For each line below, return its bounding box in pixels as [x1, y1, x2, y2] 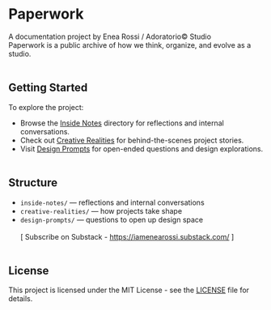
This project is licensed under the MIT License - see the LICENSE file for [8, 285, 249, 295]
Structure [8, 176, 58, 190]
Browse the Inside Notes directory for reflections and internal [19, 118, 224, 128]
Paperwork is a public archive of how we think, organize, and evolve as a [8, 40, 252, 49]
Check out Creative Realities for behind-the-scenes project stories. [19, 135, 244, 145]
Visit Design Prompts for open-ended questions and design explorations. [19, 143, 264, 154]
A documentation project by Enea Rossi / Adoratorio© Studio [8, 32, 212, 41]
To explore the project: [8, 102, 84, 112]
